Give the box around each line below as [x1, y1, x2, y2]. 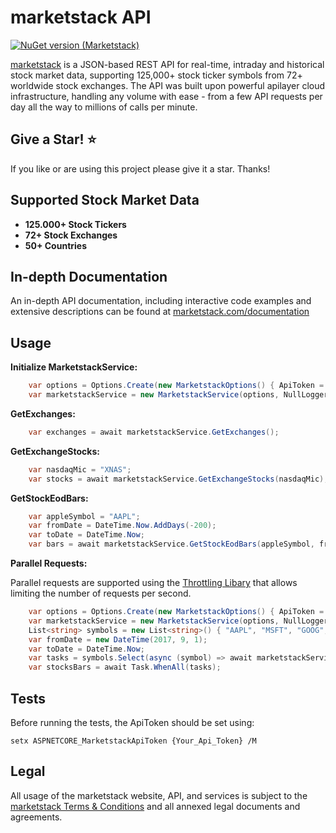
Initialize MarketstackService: [10, 361, 138, 373]
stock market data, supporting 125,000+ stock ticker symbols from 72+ [10, 69, 303, 81]
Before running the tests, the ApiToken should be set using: [10, 717, 255, 728]
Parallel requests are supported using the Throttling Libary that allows [10, 577, 298, 589]
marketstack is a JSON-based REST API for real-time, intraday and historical [10, 58, 325, 70]
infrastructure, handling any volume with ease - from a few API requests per [10, 90, 323, 102]
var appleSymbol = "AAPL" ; [28, 511, 141, 521]
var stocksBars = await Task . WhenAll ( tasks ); [28, 662, 222, 673]
